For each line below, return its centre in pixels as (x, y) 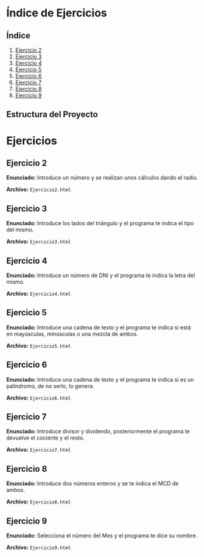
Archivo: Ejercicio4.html (39, 294)
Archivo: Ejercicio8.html (39, 502)
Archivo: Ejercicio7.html (39, 450)
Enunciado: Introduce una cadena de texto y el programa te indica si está (99, 327)
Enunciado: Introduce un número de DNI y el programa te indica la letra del (101, 275)
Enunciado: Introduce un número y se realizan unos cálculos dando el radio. (102, 178)
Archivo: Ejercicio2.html (39, 189)
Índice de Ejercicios (57, 13)
